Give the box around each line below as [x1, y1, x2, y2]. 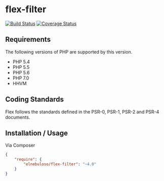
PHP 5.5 [12, 64, 30, 70]
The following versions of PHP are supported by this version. [5, 48, 133, 55]
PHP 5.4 [12, 59, 30, 65]
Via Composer [5, 142, 36, 148]
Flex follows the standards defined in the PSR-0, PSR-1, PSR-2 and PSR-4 [5, 109, 159, 115]
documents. [5, 114, 30, 120]
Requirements [5, 35, 51, 44]
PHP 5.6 [12, 69, 30, 75]
